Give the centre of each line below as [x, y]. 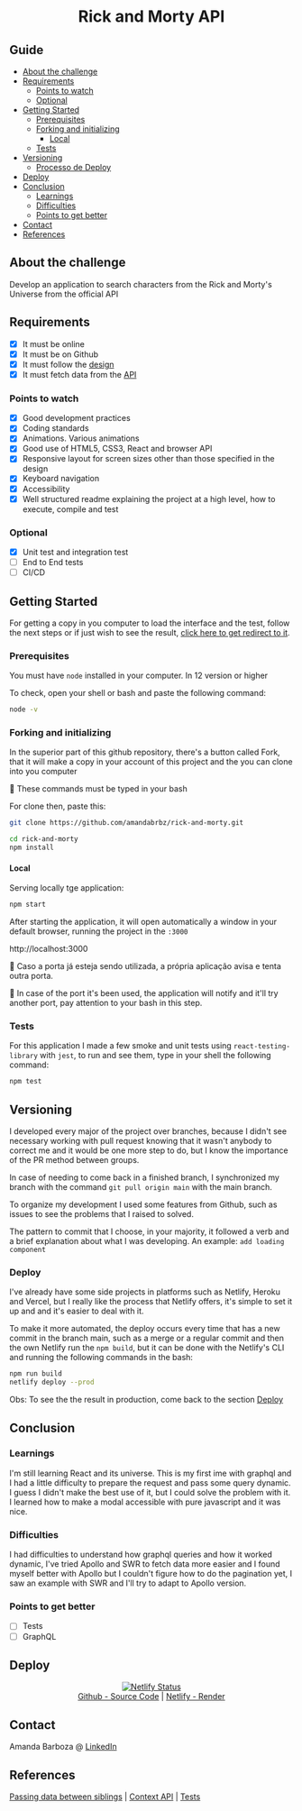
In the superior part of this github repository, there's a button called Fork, [145, 752]
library [24, 1056]
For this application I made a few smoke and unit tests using [120, 1046]
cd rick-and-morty [44, 839]
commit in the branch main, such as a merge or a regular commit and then [147, 1338]
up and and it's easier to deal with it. [77, 1311]
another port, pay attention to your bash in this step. [106, 1003]
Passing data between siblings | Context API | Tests [105, 1797]
